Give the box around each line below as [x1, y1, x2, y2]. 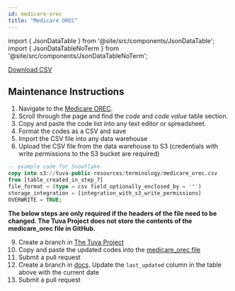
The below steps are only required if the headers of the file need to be [8, 209, 217, 217]
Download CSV [8, 65, 52, 74]
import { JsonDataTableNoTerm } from [8, 44, 120, 52]
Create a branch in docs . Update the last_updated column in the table [18, 260, 222, 269]
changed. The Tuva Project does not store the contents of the [8, 217, 193, 225]
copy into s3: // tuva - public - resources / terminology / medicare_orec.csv [8, 170, 218, 177]
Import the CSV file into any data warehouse [18, 135, 148, 143]
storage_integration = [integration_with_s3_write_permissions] [8, 189, 202, 197]
